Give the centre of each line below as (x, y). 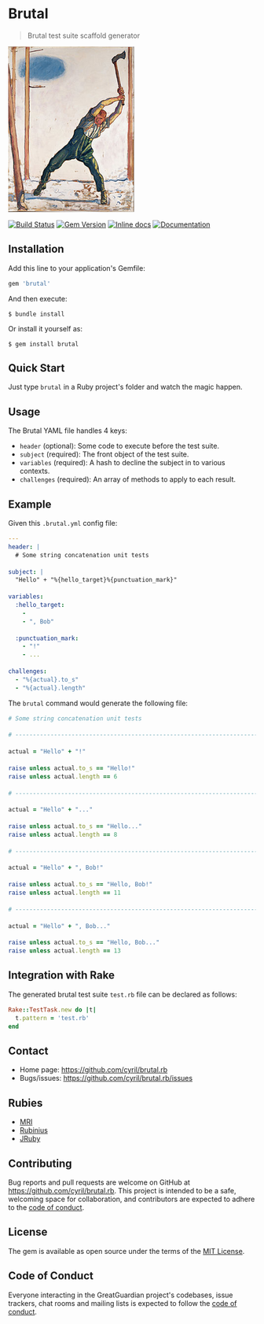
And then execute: (38, 298)
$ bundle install (37, 314)
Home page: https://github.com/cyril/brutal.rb (93, 1070)
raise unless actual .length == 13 (65, 951)
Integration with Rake (62, 976)
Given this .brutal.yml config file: (63, 523)
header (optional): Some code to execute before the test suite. (119, 446)
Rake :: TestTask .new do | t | (52, 1010)
